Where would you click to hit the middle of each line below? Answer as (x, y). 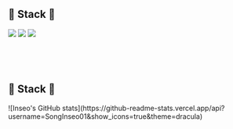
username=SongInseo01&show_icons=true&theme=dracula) (106, 116)
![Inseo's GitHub (35, 108)
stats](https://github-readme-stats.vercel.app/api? (144, 108)
